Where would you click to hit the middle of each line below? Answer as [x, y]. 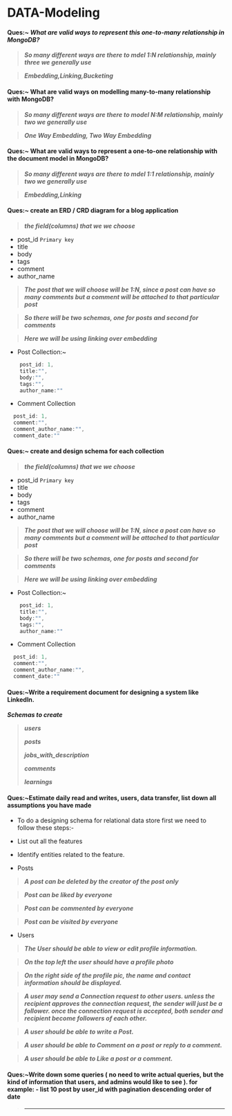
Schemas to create [35, 715]
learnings [38, 782]
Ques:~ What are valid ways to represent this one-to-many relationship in [116, 32]
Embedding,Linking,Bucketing [69, 76]
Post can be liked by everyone [68, 895]
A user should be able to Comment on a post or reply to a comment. [123, 1045]
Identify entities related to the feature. [71, 855]
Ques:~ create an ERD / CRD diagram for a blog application [93, 211]
